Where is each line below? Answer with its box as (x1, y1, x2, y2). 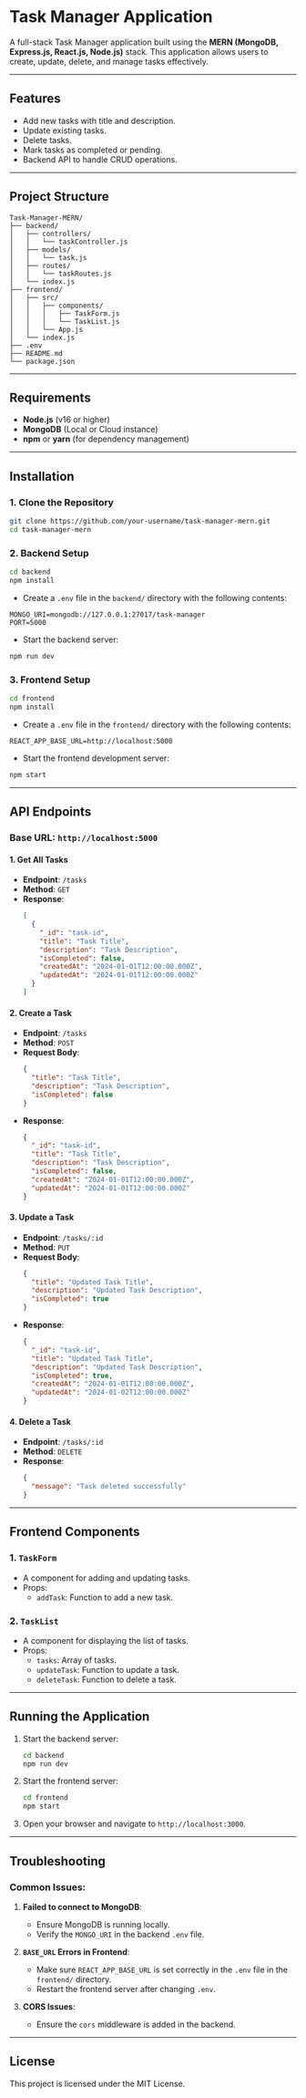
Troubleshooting (9, 1854, 107, 1869)
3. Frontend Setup (9, 673, 91, 686)
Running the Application (9, 1709, 150, 1725)
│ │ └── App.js (9, 325, 84, 334)
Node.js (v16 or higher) (22, 414, 111, 425)
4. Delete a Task (9, 1416, 71, 1427)
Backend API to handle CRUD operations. (22, 153, 178, 165)
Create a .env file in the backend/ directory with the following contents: (22, 592, 288, 603)
